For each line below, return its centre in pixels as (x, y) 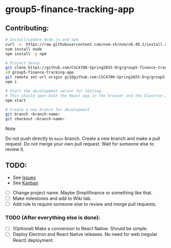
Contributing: (27, 28)
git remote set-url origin (34, 77)
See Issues (24, 177)
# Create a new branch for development (48, 110)
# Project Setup (22, 63)
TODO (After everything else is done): (53, 218)
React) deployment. (33, 240)
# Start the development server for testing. (54, 91)
